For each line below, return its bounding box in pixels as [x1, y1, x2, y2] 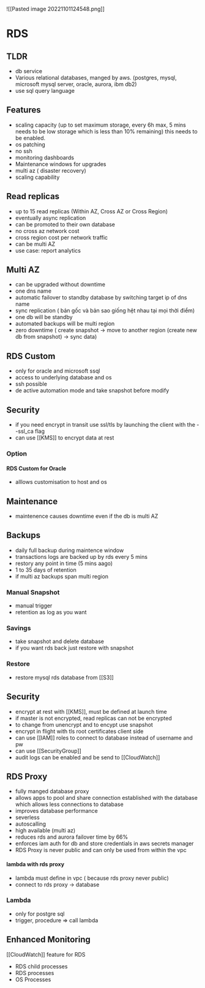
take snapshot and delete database [15, 638, 104, 645]
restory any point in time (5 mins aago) [15, 559, 113, 567]
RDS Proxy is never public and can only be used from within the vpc [15, 847, 187, 854]
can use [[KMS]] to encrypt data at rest [15, 434, 114, 441]
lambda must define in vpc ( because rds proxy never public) [15, 874, 170, 882]
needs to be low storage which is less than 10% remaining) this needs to [15, 127, 198, 135]
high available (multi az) [15, 827, 76, 834]
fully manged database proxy [15, 788, 89, 795]
